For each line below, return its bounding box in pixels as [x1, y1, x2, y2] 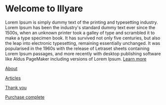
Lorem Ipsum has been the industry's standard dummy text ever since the [5, 24, 156, 30]
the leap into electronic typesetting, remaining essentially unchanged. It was [5, 40, 161, 46]
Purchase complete [5, 94, 45, 100]
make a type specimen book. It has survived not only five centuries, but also [5, 35, 161, 41]
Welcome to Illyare [5, 3, 83, 14]
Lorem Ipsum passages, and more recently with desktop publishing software [5, 50, 161, 57]
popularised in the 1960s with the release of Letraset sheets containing [5, 45, 150, 51]
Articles [5, 75, 21, 81]
